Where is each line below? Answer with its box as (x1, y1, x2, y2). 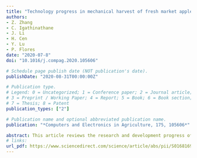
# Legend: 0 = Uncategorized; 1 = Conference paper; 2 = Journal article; (6, 90, 193, 95)
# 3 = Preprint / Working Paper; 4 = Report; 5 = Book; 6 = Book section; (6, 95, 193, 101)
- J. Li (6, 30, 25, 36)
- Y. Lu (6, 42, 25, 47)
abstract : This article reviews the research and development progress (6, 132, 185, 138)
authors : (6, 14, 28, 20)
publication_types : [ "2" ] (6, 106, 69, 112)
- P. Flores (6, 47, 35, 53)
